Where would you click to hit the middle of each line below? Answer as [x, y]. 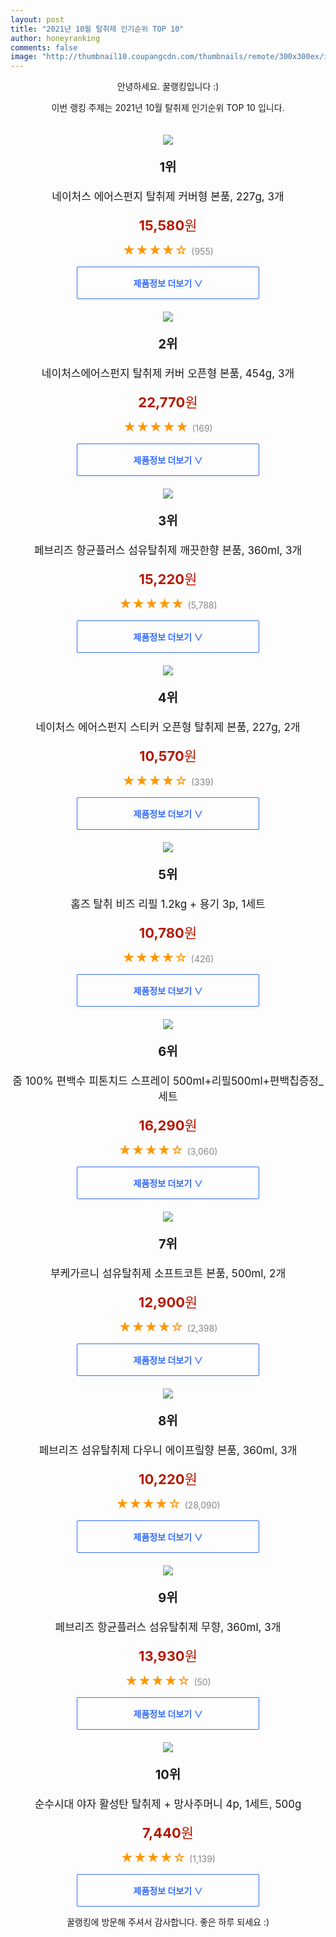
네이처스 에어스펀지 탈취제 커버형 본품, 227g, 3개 [168, 197]
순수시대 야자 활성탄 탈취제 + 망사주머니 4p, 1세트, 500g [168, 1804]
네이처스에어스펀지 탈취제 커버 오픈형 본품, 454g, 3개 [168, 374]
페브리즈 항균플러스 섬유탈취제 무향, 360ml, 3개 [168, 1628]
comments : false [44, 47]
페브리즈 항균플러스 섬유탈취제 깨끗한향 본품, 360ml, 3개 [168, 551]
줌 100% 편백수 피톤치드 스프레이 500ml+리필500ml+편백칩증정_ [168, 1081]
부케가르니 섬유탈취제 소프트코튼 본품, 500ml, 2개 [168, 1274]
